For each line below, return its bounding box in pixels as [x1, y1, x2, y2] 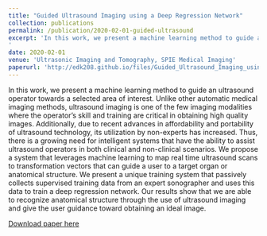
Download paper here [8, 219, 79, 228]
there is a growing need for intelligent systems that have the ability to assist [8, 136, 256, 145]
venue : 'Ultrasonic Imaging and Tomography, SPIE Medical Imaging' [8, 56, 237, 64]
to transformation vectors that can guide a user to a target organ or [8, 161, 228, 171]
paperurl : [8, 64, 41, 72]
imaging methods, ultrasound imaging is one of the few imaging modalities [8, 102, 253, 111]
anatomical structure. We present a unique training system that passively [8, 169, 247, 179]
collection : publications [8, 19, 94, 27]
